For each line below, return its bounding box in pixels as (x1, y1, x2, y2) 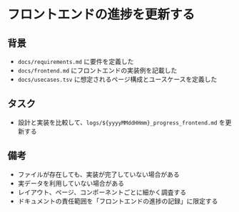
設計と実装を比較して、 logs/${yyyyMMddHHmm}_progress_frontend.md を (17, 118, 226, 127)
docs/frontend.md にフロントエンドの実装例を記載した (17, 66, 178, 75)
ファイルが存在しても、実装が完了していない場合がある (17, 170, 180, 179)
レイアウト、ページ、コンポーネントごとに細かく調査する (17, 188, 187, 196)
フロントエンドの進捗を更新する (7, 6, 195, 23)
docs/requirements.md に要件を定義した (17, 58, 134, 65)
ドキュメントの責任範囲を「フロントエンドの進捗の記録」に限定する (17, 196, 218, 205)
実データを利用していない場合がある (17, 179, 125, 187)
